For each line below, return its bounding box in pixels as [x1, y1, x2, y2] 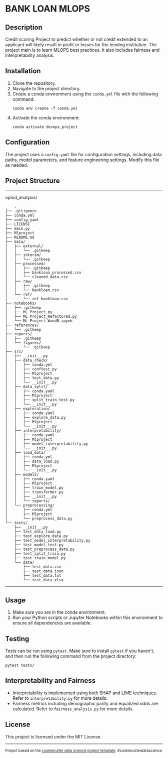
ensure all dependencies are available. [12, 620, 92, 626]
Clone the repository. [12, 80, 56, 86]
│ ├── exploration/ [5, 406, 50, 412]
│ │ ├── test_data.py [5, 375, 59, 381]
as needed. [5, 162, 28, 168]
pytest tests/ [5, 663, 35, 668]
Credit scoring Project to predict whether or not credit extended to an [5, 36, 148, 42]
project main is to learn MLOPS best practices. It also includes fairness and [5, 47, 160, 53]
